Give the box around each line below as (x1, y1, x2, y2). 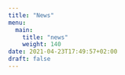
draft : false (8, 55, 51, 63)
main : (15, 26, 34, 34)
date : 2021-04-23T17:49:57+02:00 (8, 48, 118, 55)
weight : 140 (22, 41, 61, 48)
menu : (8, 19, 26, 27)
